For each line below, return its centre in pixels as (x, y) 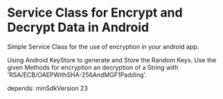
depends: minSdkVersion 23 (47, 88)
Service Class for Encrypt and (95, 13)
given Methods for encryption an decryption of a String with (93, 67)
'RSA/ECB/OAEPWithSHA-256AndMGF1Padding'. (77, 75)
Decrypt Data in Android (78, 27)
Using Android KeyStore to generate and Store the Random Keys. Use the (112, 60)
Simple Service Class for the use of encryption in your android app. (103, 46)
